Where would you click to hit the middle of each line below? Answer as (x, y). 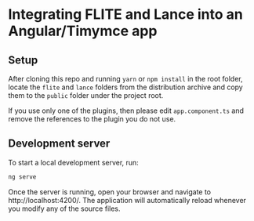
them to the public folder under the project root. (86, 95)
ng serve (22, 177)
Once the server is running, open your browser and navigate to (110, 192)
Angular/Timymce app (83, 31)
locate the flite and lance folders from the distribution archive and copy (125, 87)
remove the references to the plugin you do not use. (92, 119)
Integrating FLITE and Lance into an (125, 14)
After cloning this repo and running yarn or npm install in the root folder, (125, 79)
